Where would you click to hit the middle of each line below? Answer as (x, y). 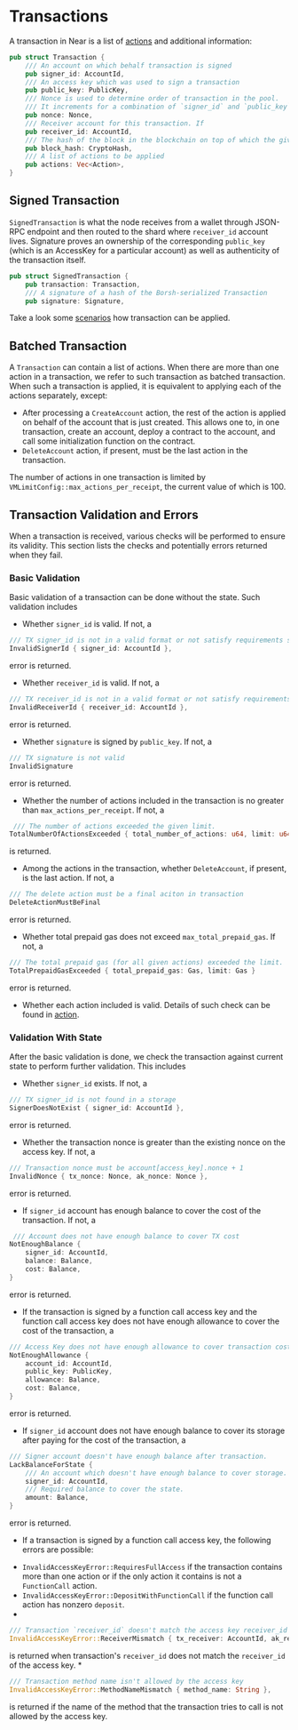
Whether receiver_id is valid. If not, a (90, 683)
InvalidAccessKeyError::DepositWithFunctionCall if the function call (147, 1595)
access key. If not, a (59, 1151)
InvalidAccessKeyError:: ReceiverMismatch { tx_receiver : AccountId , (138, 1638)
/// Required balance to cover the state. (105, 1490)
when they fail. (36, 555)
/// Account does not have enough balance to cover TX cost (126, 1236)
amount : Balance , (57, 1498)
